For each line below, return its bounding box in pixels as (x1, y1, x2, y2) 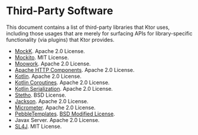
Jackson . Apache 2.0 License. (14, 97, 89, 104)
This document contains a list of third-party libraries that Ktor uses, (6, 24, 170, 31)
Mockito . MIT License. (14, 54, 69, 61)
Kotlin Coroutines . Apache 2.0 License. (14, 78, 110, 86)
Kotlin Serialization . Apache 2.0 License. (14, 85, 113, 92)
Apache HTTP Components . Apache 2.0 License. (14, 66, 135, 73)
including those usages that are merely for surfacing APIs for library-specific (6, 29, 193, 37)
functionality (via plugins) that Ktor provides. (6, 36, 115, 43)
